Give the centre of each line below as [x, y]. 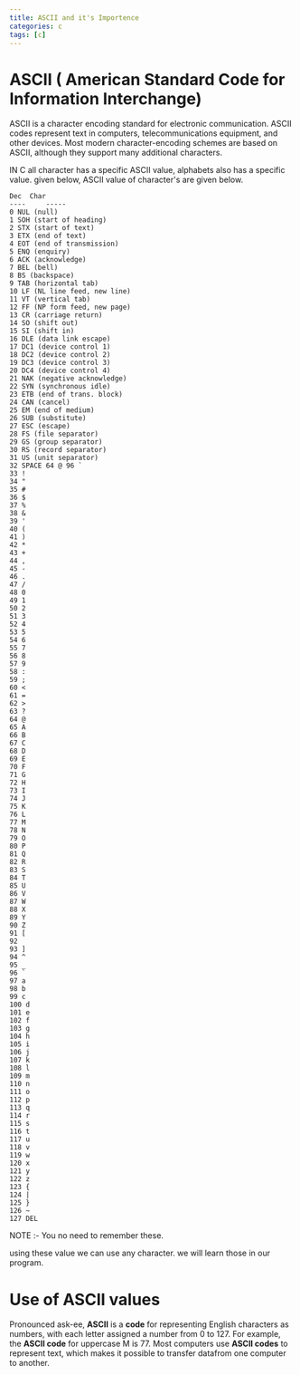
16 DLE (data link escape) [60, 339]
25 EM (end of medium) [52, 410]
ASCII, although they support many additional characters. [116, 153]
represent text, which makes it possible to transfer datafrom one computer [148, 1353]
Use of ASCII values [85, 1299]
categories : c [36, 26]
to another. [29, 1363]
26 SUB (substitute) [48, 418]
